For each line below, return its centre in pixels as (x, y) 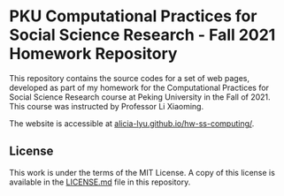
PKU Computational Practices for (133, 16)
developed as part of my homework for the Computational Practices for (139, 87)
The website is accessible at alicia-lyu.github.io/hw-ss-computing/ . (132, 123)
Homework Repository (93, 54)
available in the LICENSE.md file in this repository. (100, 182)
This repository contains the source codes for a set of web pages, (130, 78)
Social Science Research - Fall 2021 (142, 35)
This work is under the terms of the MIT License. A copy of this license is (142, 172)
